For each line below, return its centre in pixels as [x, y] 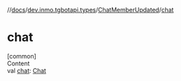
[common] [22, 56]
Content [19, 63]
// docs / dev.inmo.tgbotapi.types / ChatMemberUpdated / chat [90, 10]
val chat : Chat [27, 70]
